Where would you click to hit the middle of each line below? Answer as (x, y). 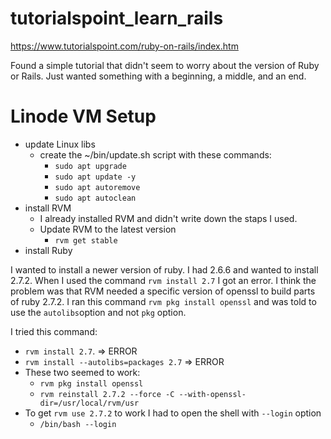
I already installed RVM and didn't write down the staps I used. (168, 218)
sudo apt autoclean (95, 198)
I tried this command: (54, 331)
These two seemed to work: (82, 372)
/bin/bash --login (78, 424)
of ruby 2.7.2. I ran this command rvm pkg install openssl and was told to (163, 301)
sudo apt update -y (95, 177)
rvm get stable (86, 240)
